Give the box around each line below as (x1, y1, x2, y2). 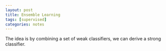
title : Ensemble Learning (5, 12, 60, 17)
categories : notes (5, 21, 44, 27)
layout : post (5, 7, 33, 13)
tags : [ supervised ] (5, 17, 47, 22)
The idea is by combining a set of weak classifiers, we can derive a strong (5, 36, 161, 42)
